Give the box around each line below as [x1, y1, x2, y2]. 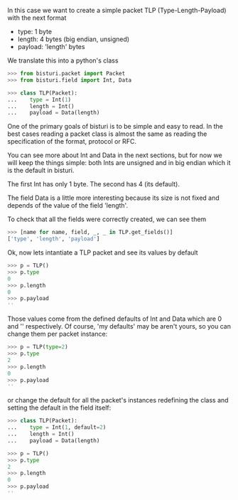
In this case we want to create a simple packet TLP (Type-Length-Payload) [7, 6, 227, 14]
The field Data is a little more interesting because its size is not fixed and [7, 193, 220, 202]
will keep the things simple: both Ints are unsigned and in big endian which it [7, 159, 231, 167]
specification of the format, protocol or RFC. [7, 137, 137, 146]
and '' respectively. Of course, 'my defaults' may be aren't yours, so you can [7, 322, 231, 331]
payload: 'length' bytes [17, 43, 85, 50]
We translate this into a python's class [7, 56, 119, 65]
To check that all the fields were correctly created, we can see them [7, 215, 207, 223]
